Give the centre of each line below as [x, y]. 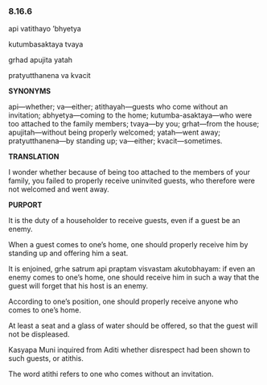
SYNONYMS [29, 91]
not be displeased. [39, 334]
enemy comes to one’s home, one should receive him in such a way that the [134, 277]
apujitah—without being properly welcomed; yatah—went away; [115, 132]
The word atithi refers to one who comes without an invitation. [111, 374]
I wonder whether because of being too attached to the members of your [129, 172]
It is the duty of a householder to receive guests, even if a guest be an [124, 221]
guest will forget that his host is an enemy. [78, 286]
